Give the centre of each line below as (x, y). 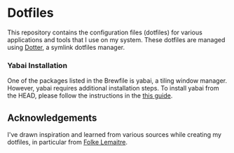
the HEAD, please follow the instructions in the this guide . (90, 95)
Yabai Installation (37, 65)
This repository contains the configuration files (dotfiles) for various (105, 32)
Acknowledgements (52, 118)
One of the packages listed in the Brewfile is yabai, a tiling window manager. (117, 81)
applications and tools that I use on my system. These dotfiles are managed (116, 39)
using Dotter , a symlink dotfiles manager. (66, 47)
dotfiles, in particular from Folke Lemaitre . (68, 142)
